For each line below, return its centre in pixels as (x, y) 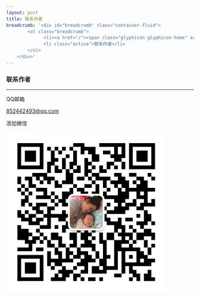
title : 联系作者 (24, 19)
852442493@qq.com (33, 111)
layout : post (22, 13)
